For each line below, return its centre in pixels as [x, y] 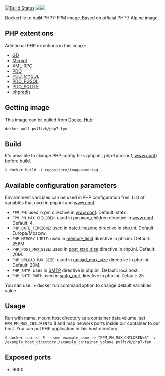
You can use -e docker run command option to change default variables [78, 285]
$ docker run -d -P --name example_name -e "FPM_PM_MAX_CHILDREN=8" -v [80, 338]
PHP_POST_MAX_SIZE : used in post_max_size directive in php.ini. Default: [84, 249]
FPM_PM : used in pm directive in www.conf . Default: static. [70, 212]
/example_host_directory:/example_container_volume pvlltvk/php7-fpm [78, 342]
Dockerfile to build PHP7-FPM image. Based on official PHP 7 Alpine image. [82, 18]
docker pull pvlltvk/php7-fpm [36, 129]
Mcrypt [20, 60]
